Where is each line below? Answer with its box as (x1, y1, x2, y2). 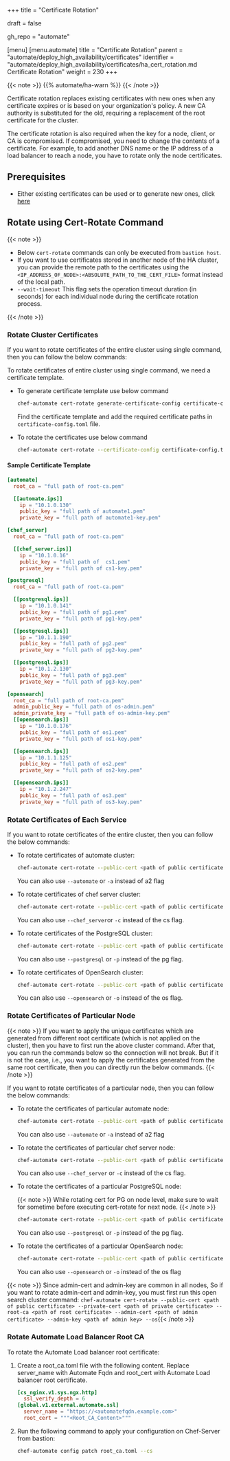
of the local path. (16, 278, 65, 286)
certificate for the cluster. (7, 116, 79, 124)
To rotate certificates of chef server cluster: (16, 890, 141, 898)
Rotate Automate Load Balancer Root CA (7, 1332, 145, 1342)
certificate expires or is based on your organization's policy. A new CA (7, 102, 206, 109)
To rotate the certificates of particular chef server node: (16, 1144, 175, 1152)
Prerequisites (7, 171, 66, 183)
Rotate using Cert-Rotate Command (7, 216, 163, 229)
